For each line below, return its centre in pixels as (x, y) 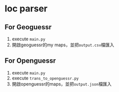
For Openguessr (30, 61)
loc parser (26, 9)
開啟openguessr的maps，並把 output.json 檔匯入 (62, 84)
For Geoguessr (28, 27)
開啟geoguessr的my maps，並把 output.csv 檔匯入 (63, 45)
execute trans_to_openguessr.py (45, 78)
